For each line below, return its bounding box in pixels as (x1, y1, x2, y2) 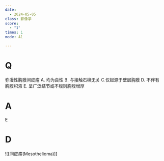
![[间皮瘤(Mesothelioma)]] (5, 151, 57, 157)
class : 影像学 (5, 16, 32, 21)
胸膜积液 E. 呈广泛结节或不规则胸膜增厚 (5, 83, 85, 89)
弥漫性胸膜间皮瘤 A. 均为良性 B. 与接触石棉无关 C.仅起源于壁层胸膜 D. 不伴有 (5, 77, 160, 82)
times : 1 (5, 30, 23, 35)
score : (5, 21, 19, 26)
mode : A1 (5, 35, 23, 40)
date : (5, 7, 16, 12)
